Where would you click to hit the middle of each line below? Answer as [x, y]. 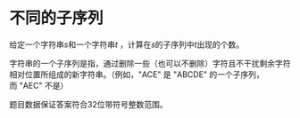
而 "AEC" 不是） [39, 85]
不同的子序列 [57, 18]
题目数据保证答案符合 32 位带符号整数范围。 [88, 104]
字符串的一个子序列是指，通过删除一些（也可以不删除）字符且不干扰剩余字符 [150, 63]
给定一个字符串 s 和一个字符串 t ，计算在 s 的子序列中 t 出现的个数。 [126, 44]
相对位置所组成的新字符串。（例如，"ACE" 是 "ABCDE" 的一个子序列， [137, 74]
